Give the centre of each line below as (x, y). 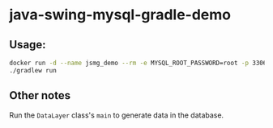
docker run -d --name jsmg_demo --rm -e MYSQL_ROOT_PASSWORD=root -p (129, 63)
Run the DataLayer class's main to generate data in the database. (117, 115)
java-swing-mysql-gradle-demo (120, 15)
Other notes (40, 95)
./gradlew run (33, 70)
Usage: (28, 45)
